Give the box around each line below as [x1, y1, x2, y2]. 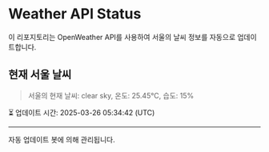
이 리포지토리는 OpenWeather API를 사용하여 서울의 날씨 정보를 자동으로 [8, 32, 236, 42]
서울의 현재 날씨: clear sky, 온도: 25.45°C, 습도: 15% [27, 90, 195, 100]
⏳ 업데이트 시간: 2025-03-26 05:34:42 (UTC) [8, 107, 155, 117]
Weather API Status [8, 5, 142, 23]
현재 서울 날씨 [8, 68, 72, 82]
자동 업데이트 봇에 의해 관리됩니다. [8, 134, 115, 144]
